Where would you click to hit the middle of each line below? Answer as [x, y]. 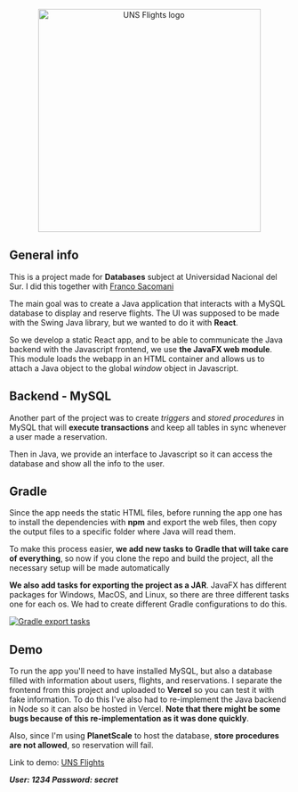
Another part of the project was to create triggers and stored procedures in [147, 417]
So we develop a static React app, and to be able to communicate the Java [146, 340]
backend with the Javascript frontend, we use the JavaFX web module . [141, 349]
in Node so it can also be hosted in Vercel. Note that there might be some [145, 709]
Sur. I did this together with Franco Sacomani [92, 286]
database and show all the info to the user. [87, 463]
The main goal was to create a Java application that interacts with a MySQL [148, 303]
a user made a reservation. [59, 436]
